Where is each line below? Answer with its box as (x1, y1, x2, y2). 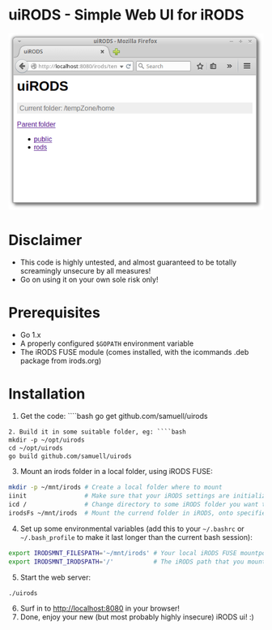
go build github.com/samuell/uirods (8, 452, 132, 460)
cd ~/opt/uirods (8, 444, 63, 452)
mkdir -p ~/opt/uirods (8, 436, 85, 444)
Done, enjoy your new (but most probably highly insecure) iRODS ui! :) (19, 612, 255, 622)
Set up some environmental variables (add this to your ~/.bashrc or (19, 524, 244, 533)
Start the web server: (19, 572, 91, 582)
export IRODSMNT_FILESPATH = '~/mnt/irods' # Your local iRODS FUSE (8, 549, 237, 557)
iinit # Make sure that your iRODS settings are (8, 492, 230, 500)
